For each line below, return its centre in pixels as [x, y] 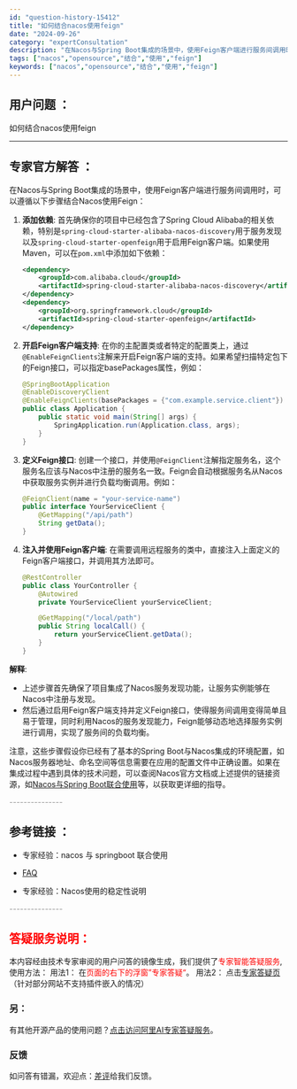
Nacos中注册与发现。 [61, 699]
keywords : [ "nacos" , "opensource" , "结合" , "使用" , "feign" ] [114, 67]
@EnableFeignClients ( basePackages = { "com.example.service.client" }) [153, 401]
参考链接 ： [40, 832]
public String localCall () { [92, 626]
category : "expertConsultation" [69, 42]
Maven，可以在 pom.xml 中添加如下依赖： [95, 252]
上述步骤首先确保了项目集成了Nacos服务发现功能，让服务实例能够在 [146, 688]
